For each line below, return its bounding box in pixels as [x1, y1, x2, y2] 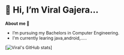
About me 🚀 [5, 20, 30, 26]
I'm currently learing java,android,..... [12, 35, 87, 41]
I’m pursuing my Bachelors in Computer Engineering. [12, 30, 120, 36]
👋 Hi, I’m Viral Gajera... [5, 4, 99, 16]
